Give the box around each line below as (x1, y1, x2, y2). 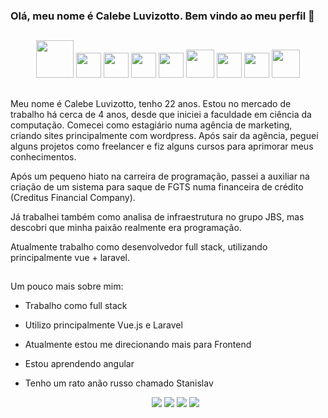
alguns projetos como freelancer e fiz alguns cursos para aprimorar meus (10, 140, 314, 152)
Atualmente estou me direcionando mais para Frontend (24, 339, 252, 351)
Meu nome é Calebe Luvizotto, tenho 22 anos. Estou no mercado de (10, 97, 292, 109)
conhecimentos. (10, 150, 77, 163)
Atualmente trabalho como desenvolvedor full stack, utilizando (10, 240, 268, 253)
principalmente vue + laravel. (10, 251, 131, 263)
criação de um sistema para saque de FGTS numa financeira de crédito (10, 180, 304, 193)
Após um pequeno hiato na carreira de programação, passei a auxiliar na (10, 170, 310, 182)
